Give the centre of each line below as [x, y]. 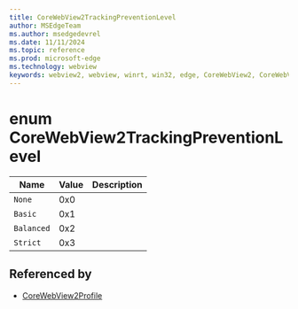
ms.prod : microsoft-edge [55, 58]
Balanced [32, 228]
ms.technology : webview [53, 67]
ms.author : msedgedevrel [55, 34]
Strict [27, 243]
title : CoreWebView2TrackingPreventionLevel [93, 17]
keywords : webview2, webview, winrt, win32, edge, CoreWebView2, [132, 75]
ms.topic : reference [47, 50]
